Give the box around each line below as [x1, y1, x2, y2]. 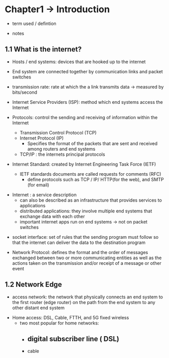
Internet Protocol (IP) [19, 135, 64, 141]
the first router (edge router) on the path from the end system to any [12, 299, 156, 305]
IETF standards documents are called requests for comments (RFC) [19, 171, 161, 177]
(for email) [27, 182, 49, 188]
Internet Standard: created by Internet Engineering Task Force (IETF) [12, 161, 156, 167]
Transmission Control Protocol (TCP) [19, 129, 97, 135]
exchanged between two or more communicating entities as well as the [12, 255, 162, 261]
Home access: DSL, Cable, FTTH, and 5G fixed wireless [12, 314, 129, 320]
